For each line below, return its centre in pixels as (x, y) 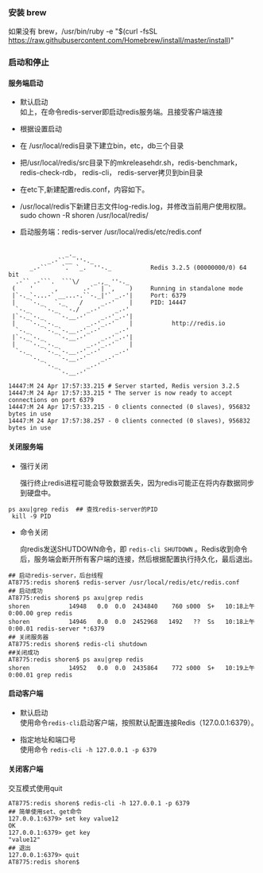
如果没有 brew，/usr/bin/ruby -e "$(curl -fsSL (83, 31)
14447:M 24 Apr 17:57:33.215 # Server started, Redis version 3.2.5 (124, 386)
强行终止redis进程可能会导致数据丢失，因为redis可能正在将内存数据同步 (137, 482)
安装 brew (27, 12)
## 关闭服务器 (29, 637)
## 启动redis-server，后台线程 (56, 575)
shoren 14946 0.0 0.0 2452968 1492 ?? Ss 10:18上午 (132, 622)
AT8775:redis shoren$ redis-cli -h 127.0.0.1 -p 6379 (99, 804)
